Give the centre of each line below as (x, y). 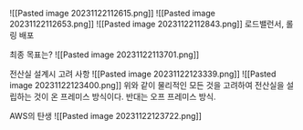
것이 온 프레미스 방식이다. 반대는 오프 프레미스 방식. (125, 96)
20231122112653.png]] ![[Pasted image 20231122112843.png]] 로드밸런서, (147, 24)
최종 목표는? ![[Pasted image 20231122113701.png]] (104, 55)
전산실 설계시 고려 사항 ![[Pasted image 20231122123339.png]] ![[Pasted (143, 74)
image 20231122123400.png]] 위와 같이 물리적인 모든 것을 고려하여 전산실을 (147, 85)
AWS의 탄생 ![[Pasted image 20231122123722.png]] (106, 116)
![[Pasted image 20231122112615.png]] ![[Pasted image (113, 13)
